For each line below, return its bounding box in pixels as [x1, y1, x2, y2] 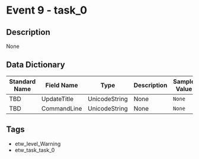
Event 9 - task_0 [6, 4, 88, 17]
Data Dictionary [6, 60, 65, 70]
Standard [9, 77, 36, 86]
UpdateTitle [41, 95, 74, 103]
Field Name [45, 81, 78, 89]
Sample [172, 77, 195, 86]
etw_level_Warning [14, 140, 61, 147]
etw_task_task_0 [14, 146, 55, 154]
